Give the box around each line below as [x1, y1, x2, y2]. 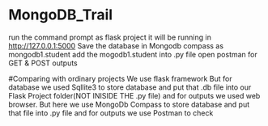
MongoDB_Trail [8, 6, 113, 24]
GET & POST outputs [8, 58, 79, 68]
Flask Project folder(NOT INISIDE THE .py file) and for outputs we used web [8, 90, 261, 100]
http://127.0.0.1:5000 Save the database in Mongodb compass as [8, 40, 224, 50]
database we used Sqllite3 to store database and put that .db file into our [8, 82, 252, 92]
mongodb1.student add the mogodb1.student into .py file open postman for [8, 49, 257, 59]
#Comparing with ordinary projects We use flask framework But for [8, 73, 232, 83]
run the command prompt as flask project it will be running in [8, 32, 212, 42]
